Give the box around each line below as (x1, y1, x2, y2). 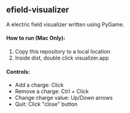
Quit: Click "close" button (14, 100, 78, 108)
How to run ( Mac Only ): (6, 34, 66, 41)
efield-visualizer (6, 5, 69, 15)
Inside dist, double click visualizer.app (14, 54, 109, 62)
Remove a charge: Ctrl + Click (14, 88, 89, 95)
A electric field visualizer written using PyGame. (6, 20, 125, 28)
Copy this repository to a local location (14, 48, 111, 55)
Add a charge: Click (14, 81, 64, 89)
